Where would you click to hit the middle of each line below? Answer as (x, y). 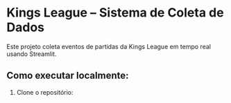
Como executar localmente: (68, 76)
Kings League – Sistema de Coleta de (115, 13)
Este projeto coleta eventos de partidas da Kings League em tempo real (109, 46)
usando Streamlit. (32, 54)
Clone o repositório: (45, 92)
